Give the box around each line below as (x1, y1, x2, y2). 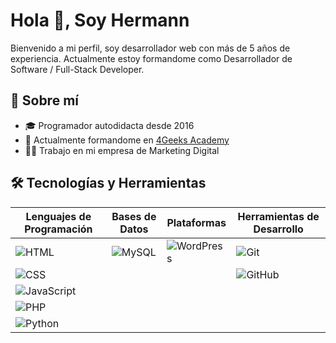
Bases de (111, 209, 157, 223)
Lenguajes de (25, 209, 92, 223)
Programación (24, 222, 93, 236)
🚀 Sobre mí (10, 92, 79, 109)
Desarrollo (253, 222, 304, 236)
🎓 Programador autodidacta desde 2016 (24, 119, 195, 131)
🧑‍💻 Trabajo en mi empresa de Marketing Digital (24, 144, 220, 156)
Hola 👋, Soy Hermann (10, 9, 190, 32)
